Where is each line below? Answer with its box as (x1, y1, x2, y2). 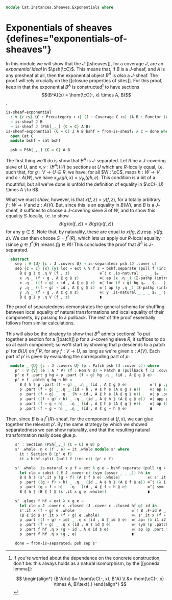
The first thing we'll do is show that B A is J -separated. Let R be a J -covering (6, 157, 166, 163)
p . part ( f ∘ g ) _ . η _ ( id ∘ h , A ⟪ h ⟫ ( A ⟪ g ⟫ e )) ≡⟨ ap (19, 387, 161, 392)
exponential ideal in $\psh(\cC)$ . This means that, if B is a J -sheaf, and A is (6, 66, 165, 72)
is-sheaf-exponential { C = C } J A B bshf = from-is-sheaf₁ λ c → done (6, 129, 159, 134)
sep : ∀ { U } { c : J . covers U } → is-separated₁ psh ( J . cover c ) (15, 261, 157, 266)
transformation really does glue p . (6, 432, 77, 438)
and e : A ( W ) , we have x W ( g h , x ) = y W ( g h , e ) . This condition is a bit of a (6, 174, 156, 182)
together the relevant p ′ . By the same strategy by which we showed (6, 421, 148, 428)
